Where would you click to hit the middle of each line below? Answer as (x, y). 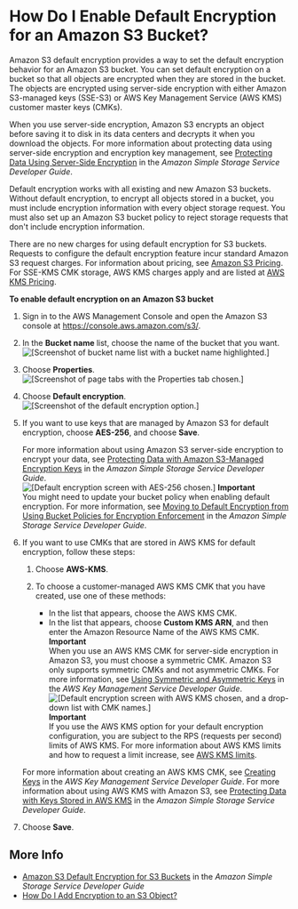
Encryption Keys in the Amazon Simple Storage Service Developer (143, 468)
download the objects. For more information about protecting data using (141, 143)
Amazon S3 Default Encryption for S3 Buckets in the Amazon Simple (147, 876)
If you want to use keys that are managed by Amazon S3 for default (145, 422)
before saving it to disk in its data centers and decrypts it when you (132, 133)
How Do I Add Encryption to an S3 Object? (99, 895)
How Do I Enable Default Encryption (143, 16)
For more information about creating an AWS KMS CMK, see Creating (149, 772)
